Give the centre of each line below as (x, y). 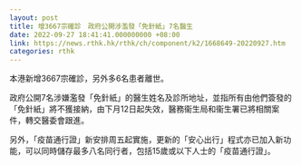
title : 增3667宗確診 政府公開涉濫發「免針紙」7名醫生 (101, 26)
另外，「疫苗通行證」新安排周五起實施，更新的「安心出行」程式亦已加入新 (146, 140)
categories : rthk (42, 52)
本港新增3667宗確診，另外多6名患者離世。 (89, 79)
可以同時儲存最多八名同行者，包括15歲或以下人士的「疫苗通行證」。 (150, 151)
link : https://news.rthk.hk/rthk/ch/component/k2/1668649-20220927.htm (147, 43)
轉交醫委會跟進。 (57, 121)
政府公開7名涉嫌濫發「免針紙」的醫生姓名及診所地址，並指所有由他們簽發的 (150, 98)
